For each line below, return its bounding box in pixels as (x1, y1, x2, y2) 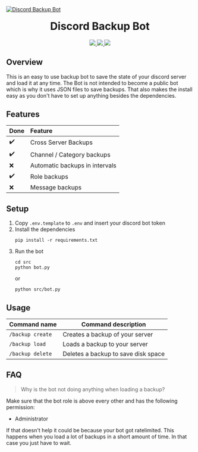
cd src (14, 259, 32, 266)
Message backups (30, 183, 82, 192)
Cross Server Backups (30, 138, 93, 146)
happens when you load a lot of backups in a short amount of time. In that (6, 433, 187, 440)
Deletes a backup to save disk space (62, 350, 165, 358)
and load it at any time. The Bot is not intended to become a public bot (6, 79, 178, 86)
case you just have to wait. (6, 439, 71, 446)
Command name (9, 320, 57, 328)
